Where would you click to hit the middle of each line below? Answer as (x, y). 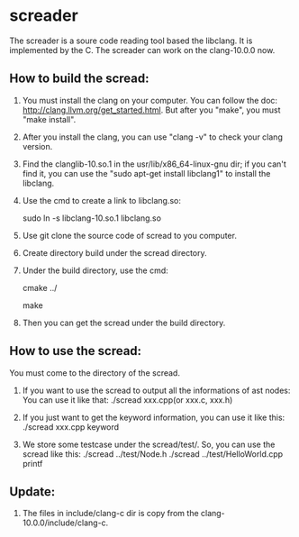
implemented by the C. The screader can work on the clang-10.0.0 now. (142, 50)
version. (37, 146)
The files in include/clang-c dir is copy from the (111, 514)
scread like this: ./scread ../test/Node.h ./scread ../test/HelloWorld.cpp (153, 454)
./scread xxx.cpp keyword (71, 427)
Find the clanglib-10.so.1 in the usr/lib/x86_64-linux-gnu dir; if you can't (154, 164)
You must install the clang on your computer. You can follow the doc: (149, 100)
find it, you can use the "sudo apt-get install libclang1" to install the (146, 173)
